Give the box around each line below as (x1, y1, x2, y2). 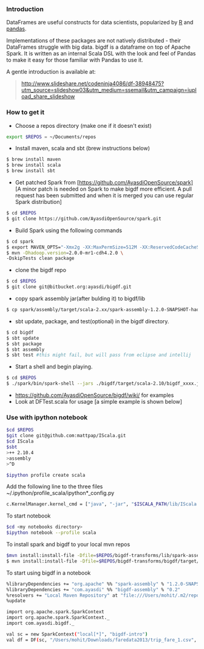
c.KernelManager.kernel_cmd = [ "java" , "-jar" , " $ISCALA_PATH (6, 501, 167, 507)
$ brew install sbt (6, 168, 56, 174)
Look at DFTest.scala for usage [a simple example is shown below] (15, 398, 182, 405)
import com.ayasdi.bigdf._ (6, 620, 75, 626)
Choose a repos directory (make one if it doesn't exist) (15, 122, 152, 129)
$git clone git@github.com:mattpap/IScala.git (6, 433, 126, 439)
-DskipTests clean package (6, 255, 75, 262)
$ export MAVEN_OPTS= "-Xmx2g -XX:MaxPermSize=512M (6, 244, 137, 250)
